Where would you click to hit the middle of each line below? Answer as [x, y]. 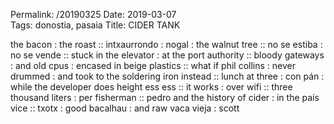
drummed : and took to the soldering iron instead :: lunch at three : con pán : [167, 76]
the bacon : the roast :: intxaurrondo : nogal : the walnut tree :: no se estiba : [166, 44]
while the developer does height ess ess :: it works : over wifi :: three [151, 87]
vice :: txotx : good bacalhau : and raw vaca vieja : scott [125, 108]
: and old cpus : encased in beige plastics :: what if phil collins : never [153, 65]
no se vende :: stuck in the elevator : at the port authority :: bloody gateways [167, 55]
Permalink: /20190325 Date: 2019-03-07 [93, 14]
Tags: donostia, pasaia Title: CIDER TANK [95, 25]
